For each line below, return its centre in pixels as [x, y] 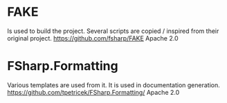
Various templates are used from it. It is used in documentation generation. [113, 85]
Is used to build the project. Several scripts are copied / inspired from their [113, 31]
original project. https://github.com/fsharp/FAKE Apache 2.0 [93, 38]
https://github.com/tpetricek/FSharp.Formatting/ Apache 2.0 [93, 92]
